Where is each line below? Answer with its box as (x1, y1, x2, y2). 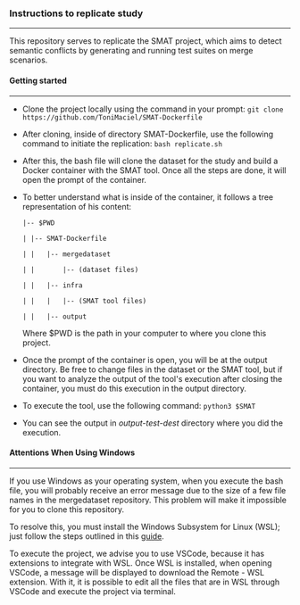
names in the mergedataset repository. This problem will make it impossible (9, 494, 287, 505)
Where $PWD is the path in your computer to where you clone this (21, 327, 267, 338)
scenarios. (9, 54, 48, 65)
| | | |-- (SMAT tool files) (21, 296, 147, 305)
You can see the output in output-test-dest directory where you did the (21, 418, 284, 428)
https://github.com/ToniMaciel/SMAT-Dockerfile (21, 112, 203, 122)
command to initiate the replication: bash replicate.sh (21, 137, 223, 149)
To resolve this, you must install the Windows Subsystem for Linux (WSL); (9, 521, 281, 532)
